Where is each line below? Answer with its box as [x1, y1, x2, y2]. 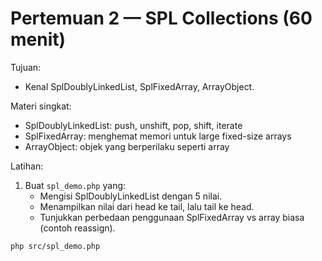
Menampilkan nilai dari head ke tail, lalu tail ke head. [39, 200, 255, 212]
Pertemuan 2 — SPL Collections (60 [10, 7, 313, 30]
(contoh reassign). [39, 222, 116, 234]
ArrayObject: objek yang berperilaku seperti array [24, 140, 230, 152]
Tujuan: [10, 61, 42, 73]
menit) [10, 28, 67, 51]
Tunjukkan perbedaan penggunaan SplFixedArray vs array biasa [39, 211, 305, 223]
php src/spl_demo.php [10, 241, 101, 251]
